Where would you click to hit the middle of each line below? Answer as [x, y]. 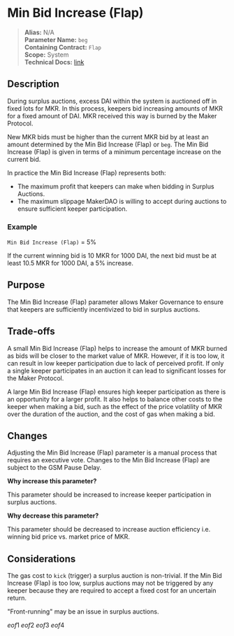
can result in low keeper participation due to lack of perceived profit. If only [116, 363]
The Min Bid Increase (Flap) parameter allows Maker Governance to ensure [115, 302]
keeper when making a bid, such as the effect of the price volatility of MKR [115, 406]
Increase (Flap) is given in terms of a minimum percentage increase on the [114, 151]
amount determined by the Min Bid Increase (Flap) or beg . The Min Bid [108, 144]
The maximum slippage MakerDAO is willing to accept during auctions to [122, 201]
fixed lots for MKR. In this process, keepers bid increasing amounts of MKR [115, 108]
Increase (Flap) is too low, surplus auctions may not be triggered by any [110, 583]
